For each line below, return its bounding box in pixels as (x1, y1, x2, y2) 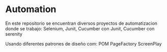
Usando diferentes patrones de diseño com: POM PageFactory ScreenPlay (5, 40, 162, 46)
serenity (5, 31, 23, 37)
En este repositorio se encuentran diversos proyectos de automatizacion (5, 20, 158, 26)
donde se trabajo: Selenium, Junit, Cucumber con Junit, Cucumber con (5, 25, 155, 31)
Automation (5, 4, 57, 15)
